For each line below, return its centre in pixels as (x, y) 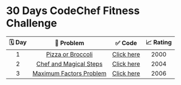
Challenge (32, 23)
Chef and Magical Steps (69, 64)
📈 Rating (159, 42)
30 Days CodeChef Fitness (73, 11)
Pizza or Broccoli (69, 54)
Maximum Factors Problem (69, 73)
